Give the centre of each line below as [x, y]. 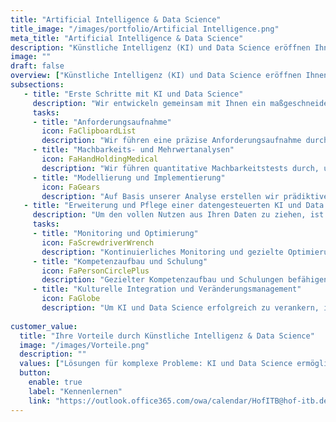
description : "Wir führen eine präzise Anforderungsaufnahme [171, 141]
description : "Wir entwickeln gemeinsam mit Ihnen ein [149, 103]
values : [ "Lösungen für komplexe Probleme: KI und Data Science [156, 364]
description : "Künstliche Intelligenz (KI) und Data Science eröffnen [160, 47]
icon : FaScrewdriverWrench [98, 242]
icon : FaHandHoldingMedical [100, 159]
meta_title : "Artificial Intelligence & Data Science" [127, 38]
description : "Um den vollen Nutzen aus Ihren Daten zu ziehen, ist [178, 215]
